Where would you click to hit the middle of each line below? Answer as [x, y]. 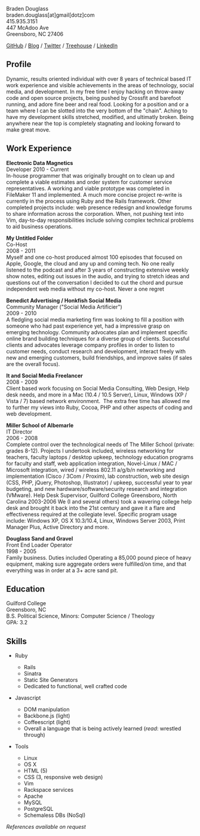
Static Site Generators [51, 680]
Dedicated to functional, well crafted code [75, 687]
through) [35, 735]
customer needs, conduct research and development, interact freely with [96, 351]
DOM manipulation [47, 710]
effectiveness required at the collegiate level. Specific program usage [92, 514]
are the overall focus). [33, 364]
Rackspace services [48, 790]
